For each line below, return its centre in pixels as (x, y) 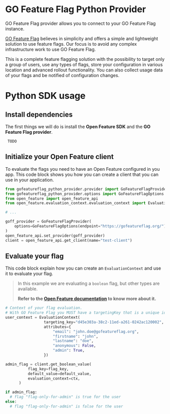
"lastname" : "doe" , (73, 341)
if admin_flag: (21, 392)
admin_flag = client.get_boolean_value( (49, 364)
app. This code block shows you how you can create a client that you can (82, 174)
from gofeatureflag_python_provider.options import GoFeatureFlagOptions (85, 194)
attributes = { (57, 327)
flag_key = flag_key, (48, 369)
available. (28, 289)
